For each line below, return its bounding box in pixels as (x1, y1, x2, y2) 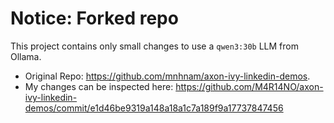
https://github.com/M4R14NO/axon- (175, 80, 324, 92)
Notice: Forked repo (10, 7, 179, 30)
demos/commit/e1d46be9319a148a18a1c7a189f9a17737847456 (24, 102, 284, 114)
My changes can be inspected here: (24, 80, 174, 92)
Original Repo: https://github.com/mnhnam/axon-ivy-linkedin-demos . (24, 70, 311, 82)
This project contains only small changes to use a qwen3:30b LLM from (10, 40, 299, 52)
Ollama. (10, 50, 42, 62)
